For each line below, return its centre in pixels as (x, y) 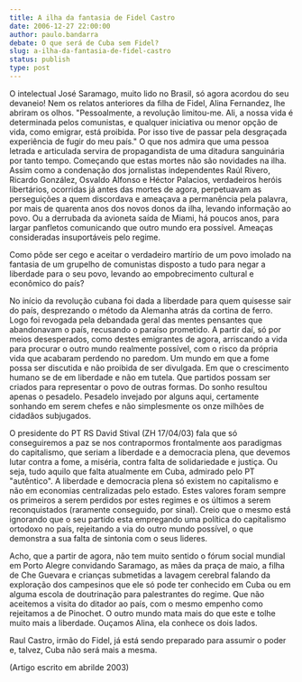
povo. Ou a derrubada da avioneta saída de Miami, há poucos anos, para (144, 218)
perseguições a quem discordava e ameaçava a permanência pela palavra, (149, 198)
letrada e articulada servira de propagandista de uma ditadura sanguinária (147, 150)
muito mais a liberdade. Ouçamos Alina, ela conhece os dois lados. (134, 623)
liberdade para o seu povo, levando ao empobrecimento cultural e (132, 273)
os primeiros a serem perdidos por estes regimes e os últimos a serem (140, 500)
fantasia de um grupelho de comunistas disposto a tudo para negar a (137, 264)
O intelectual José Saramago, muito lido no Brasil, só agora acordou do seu (149, 93)
